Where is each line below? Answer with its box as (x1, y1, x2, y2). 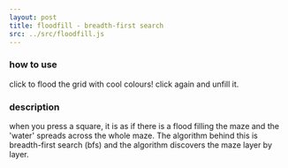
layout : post (9, 12, 57, 22)
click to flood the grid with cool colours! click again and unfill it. (9, 79, 239, 89)
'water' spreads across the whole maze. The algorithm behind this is (9, 130, 259, 141)
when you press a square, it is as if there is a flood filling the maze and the (9, 120, 280, 131)
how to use (9, 58, 57, 71)
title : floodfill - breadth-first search (9, 21, 164, 30)
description (9, 101, 60, 113)
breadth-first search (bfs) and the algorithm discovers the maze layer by (9, 139, 272, 150)
